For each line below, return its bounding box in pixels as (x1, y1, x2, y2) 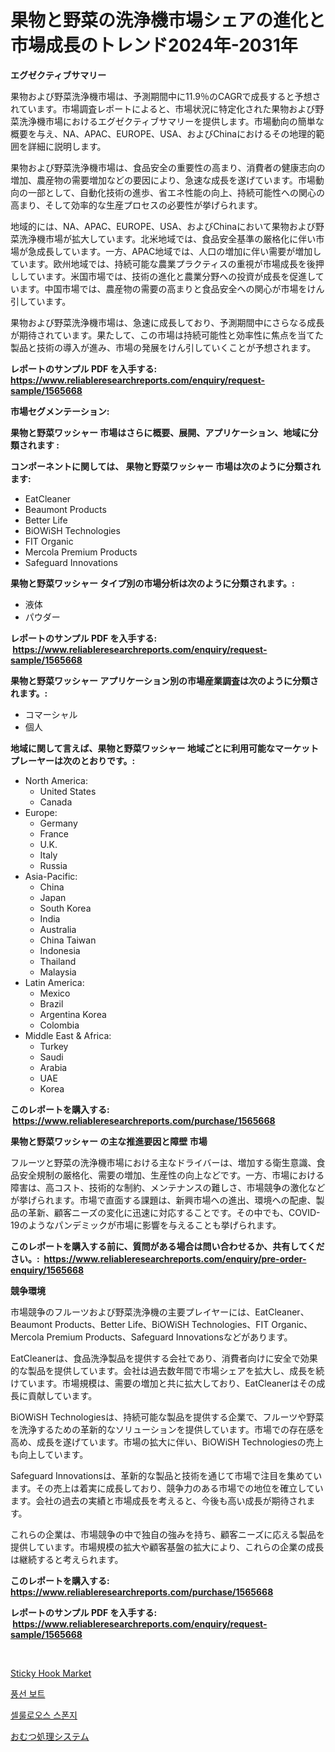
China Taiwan (39, 934, 97, 946)
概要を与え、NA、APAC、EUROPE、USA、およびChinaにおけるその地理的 (10, 127, 317, 140)
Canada (39, 796, 73, 808)
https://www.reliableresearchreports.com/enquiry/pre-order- (43, 1252, 307, 1265)
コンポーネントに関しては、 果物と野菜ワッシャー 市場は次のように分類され (10, 460, 321, 472)
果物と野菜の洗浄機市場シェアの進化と (10, 9, 327, 32)
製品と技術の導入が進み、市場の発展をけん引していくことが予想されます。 (10, 341, 317, 353)
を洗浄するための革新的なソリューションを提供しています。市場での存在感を (10, 1423, 325, 1435)
